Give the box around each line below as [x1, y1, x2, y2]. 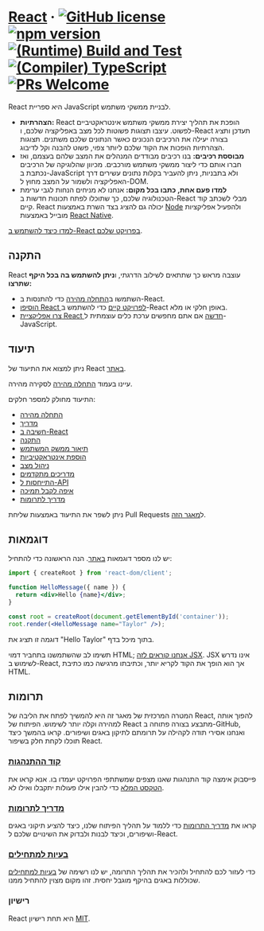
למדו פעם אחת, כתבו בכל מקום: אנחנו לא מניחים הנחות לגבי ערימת [19, 185, 227, 194]
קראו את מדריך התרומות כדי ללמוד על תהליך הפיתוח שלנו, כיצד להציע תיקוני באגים [8, 820, 257, 831]
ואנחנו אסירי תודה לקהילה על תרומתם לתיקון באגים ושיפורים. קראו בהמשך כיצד [8, 728, 245, 738]
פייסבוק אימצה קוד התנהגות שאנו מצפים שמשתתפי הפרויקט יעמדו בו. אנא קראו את [8, 774, 257, 784]
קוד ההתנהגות [8, 756, 61, 767]
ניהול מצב [19, 460, 50, 469]
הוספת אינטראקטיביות [19, 452, 87, 462]
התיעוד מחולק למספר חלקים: [8, 394, 96, 403]
